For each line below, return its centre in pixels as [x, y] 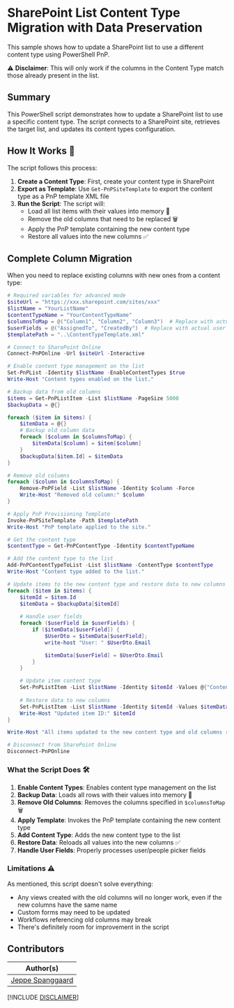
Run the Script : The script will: [61, 203]
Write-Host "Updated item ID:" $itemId [78, 713]
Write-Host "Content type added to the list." [76, 572]
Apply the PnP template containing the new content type [109, 229]
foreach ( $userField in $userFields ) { [78, 623]
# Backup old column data [57, 431]
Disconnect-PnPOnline [39, 752]
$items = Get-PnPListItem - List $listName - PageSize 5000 [93, 398]
